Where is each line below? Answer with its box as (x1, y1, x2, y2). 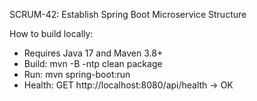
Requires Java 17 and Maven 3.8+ (23, 47, 164, 59)
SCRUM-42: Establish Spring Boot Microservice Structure (9, 9, 247, 20)
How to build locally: (9, 28, 94, 39)
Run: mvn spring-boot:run (23, 69, 131, 80)
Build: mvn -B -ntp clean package (23, 58, 163, 69)
